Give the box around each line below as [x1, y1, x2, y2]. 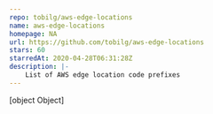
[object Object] [9, 95, 65, 105]
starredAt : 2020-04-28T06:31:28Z [9, 54, 133, 63]
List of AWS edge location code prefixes [25, 71, 180, 80]
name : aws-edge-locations [9, 21, 105, 30]
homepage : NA [9, 29, 58, 38]
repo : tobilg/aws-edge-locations [9, 12, 133, 22]
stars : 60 [9, 46, 46, 55]
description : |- [9, 63, 69, 72]
